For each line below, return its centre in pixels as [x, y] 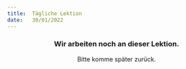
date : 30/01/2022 [35, 20]
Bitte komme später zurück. [117, 59]
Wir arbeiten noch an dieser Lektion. [117, 44]
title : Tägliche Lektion [44, 13]
